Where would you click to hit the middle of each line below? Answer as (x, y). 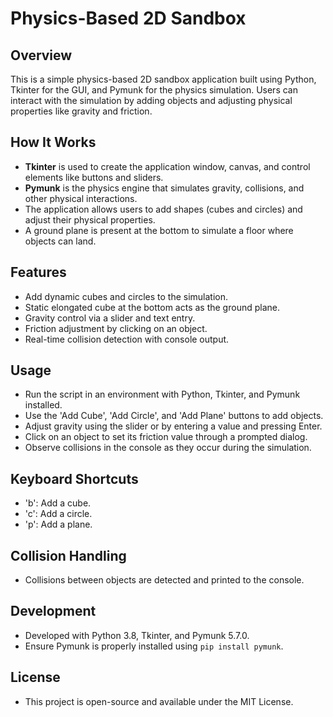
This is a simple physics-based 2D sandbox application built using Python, (163, 79)
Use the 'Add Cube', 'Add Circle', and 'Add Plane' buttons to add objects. (174, 416)
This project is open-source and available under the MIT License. (159, 701)
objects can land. (60, 241)
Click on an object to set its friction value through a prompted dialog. (166, 437)
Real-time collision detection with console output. (127, 339)
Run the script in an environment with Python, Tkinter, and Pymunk (162, 394)
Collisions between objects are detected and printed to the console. (164, 580)
